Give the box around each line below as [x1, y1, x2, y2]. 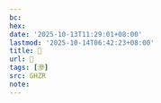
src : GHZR [9, 72, 47, 81]
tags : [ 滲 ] [9, 64, 49, 73]
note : [9, 80, 30, 89]
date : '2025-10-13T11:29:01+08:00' [9, 30, 143, 39]
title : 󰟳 [9, 47, 42, 56]
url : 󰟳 [9, 55, 34, 64]
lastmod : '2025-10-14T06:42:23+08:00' [9, 38, 155, 47]
